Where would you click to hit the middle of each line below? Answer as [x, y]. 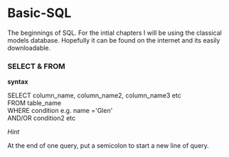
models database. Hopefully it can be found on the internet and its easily [114, 40]
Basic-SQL [39, 13]
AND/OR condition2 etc [42, 118]
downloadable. [29, 48]
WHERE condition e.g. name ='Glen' [60, 111]
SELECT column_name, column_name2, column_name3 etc [94, 96]
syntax [18, 82]
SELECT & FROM [36, 66]
